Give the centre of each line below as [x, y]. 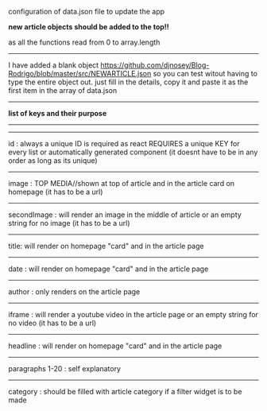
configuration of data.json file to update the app [87, 12]
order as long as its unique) [53, 161]
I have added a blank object [54, 65]
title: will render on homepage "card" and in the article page [106, 246]
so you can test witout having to [205, 74]
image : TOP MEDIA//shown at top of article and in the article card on [122, 183]
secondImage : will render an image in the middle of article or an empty [125, 215]
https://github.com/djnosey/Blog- [155, 65]
